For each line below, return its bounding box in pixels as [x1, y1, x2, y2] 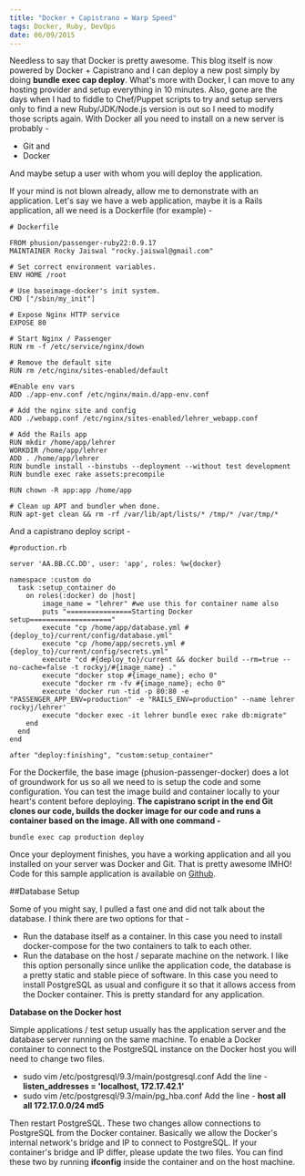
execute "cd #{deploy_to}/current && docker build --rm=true [42, 655, 280, 665]
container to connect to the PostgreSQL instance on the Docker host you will [9, 1044, 297, 1055]
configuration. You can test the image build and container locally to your [9, 786, 280, 798]
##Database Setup [9, 886, 80, 897]
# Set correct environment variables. [9, 263, 157, 272]
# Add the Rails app [9, 430, 88, 439]
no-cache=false [9, 663, 67, 673]
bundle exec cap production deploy [9, 833, 145, 842]
